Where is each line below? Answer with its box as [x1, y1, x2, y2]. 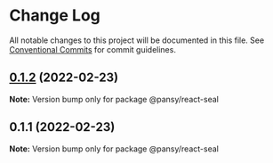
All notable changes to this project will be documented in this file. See [9, 35, 265, 45]
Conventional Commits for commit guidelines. [9, 44, 176, 54]
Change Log [9, 5, 100, 26]
